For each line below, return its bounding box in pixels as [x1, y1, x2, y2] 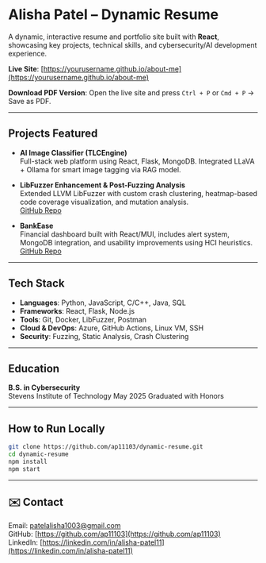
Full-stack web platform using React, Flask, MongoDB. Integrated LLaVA [19, 156, 255, 166]
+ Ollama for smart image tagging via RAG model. [19, 164, 181, 174]
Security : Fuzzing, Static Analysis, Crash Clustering [19, 331, 189, 341]
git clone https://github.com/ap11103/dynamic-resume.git [8, 443, 203, 451]
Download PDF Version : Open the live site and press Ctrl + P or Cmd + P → [8, 87, 255, 97]
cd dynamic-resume [8, 450, 69, 458]
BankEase [19, 221, 54, 230]
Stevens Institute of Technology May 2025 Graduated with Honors [8, 391, 224, 401]
